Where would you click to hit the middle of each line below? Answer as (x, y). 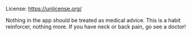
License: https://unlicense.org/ (44, 9)
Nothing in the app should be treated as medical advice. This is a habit (93, 20)
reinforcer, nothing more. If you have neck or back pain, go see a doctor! (96, 27)
